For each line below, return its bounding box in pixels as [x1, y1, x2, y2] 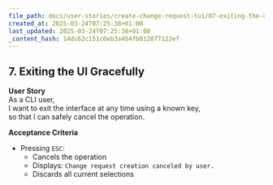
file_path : [8, 11, 45, 20]
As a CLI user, [8, 95, 55, 105]
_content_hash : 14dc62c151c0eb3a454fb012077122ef [8, 34, 180, 43]
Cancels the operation [32, 152, 107, 162]
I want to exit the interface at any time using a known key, [8, 103, 201, 114]
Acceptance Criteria [8, 127, 79, 138]
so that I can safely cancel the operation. [8, 112, 145, 122]
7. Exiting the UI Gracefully [8, 64, 145, 78]
